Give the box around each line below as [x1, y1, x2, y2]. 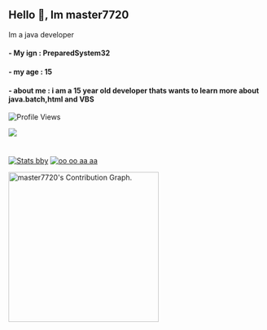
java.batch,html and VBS [8, 94, 95, 104]
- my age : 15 [8, 67, 53, 76]
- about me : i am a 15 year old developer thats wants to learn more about [8, 85, 260, 95]
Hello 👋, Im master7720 [8, 8, 129, 22]
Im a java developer [8, 29, 75, 39]
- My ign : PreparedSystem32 [8, 48, 111, 58]
